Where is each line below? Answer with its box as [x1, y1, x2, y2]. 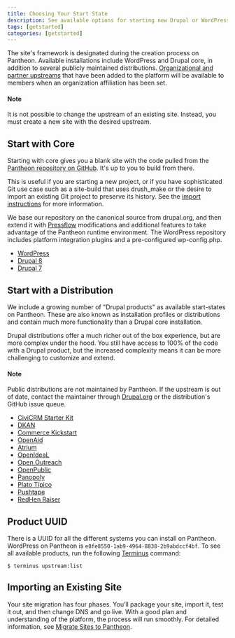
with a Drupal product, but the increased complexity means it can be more [7, 346, 222, 355]
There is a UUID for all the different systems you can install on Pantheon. [7, 534, 217, 543]
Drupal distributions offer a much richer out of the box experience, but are [7, 332, 221, 340]
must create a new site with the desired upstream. [7, 118, 152, 126]
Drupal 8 [17, 257, 43, 265]
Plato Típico [17, 481, 52, 489]
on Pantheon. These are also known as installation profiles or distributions [7, 311, 220, 319]
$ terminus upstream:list [7, 562, 83, 570]
